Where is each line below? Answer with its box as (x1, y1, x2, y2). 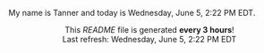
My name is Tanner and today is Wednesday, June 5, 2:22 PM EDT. (8, 8, 256, 18)
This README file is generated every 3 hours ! (64, 25, 234, 34)
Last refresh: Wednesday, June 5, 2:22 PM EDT (62, 34, 237, 44)
